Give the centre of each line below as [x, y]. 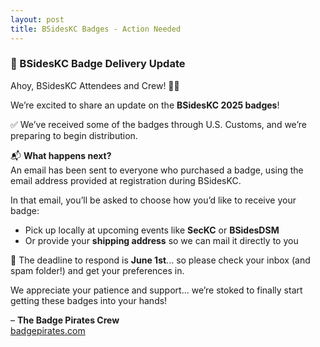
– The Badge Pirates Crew [65, 320]
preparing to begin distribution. [74, 135]
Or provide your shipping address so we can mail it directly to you [161, 240]
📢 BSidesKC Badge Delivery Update [98, 64]
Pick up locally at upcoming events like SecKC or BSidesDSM [152, 230]
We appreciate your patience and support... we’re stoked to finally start [156, 290]
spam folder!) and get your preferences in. [97, 270]
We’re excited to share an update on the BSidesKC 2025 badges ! [145, 105]
